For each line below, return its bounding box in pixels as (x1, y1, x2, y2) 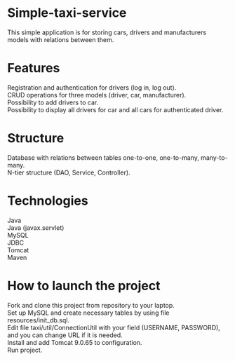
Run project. (7, 346, 43, 354)
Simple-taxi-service (7, 5, 127, 21)
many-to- (201, 153, 228, 162)
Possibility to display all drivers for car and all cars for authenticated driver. (7, 105, 224, 114)
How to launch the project (7, 278, 161, 294)
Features (7, 60, 60, 76)
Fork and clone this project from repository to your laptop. (7, 301, 175, 309)
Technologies (7, 193, 89, 208)
